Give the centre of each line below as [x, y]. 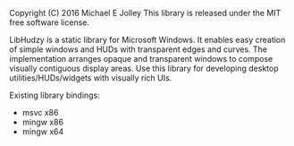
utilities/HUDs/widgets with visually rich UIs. [91, 78]
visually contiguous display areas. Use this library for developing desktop [144, 68]
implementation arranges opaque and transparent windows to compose [141, 59]
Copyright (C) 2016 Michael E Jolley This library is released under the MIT [145, 13]
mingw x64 [43, 132]
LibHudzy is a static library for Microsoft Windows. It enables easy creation [147, 40]
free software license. [50, 22]
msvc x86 [40, 112]
